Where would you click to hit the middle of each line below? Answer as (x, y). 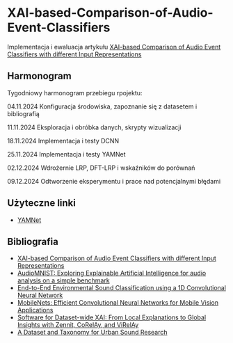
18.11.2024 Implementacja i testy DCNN (63, 141)
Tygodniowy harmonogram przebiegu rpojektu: (75, 93)
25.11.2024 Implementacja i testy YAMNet (66, 154)
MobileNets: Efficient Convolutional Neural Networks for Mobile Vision (118, 303)
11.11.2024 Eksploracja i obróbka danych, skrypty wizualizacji (95, 127)
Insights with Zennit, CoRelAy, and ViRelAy (78, 325)
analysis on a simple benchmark (63, 280)
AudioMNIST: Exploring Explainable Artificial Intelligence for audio (112, 273)
